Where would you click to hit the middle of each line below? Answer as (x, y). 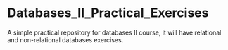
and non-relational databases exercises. (65, 39)
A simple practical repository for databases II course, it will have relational (114, 32)
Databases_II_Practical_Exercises (108, 13)
